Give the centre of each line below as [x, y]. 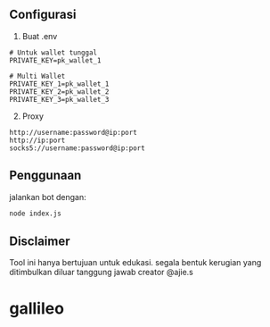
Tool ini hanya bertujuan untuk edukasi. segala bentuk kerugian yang [135, 263]
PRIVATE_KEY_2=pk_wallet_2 [59, 92]
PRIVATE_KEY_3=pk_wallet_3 [59, 99]
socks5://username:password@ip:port [77, 148]
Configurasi [43, 15]
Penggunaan [45, 176]
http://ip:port [37, 140]
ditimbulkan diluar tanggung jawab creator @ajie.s [101, 272]
